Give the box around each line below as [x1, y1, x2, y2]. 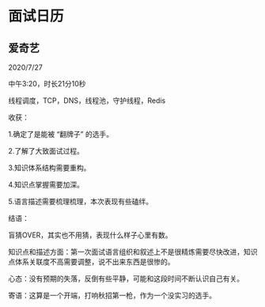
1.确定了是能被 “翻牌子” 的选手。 [8, 130, 113, 138]
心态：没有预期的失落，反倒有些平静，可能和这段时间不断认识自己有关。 [8, 274, 244, 283]
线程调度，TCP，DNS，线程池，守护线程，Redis [8, 96, 166, 105]
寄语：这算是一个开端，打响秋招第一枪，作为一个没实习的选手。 [8, 290, 216, 300]
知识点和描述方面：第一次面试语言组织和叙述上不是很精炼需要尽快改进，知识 [8, 247, 258, 256]
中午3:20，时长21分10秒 [8, 79, 86, 88]
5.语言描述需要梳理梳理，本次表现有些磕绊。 [8, 197, 153, 206]
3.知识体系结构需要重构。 [8, 163, 91, 172]
